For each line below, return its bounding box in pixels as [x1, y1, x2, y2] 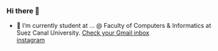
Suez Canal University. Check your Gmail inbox [16, 29, 150, 37]
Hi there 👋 [6, 6, 40, 16]
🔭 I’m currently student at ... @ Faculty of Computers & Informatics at [16, 22, 212, 30]
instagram [16, 36, 45, 44]
